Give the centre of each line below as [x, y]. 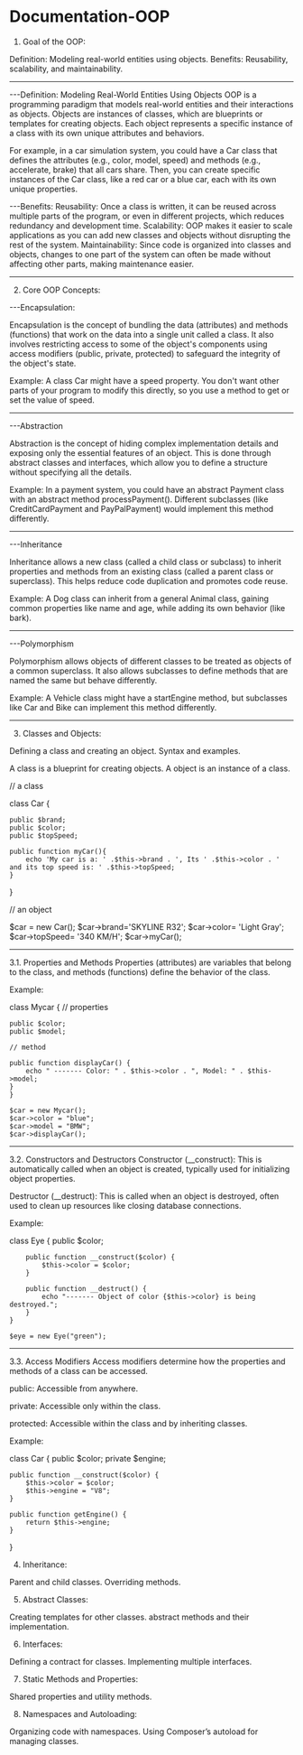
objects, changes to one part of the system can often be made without [140, 254]
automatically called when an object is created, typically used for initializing [150, 1169]
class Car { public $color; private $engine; [88, 1458]
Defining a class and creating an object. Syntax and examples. [125, 750]
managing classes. [44, 1741]
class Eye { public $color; [56, 1240]
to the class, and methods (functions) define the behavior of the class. [140, 971]
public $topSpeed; [44, 836]
